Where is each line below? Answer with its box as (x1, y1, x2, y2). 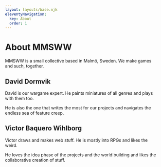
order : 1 (9, 21, 27, 26)
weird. (5, 142, 18, 148)
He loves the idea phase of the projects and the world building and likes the (5, 152, 157, 158)
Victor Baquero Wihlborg (5, 124, 82, 132)
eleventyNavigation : (5, 12, 47, 17)
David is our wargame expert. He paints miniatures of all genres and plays (5, 90, 153, 96)
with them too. (5, 96, 34, 101)
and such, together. (5, 63, 44, 69)
